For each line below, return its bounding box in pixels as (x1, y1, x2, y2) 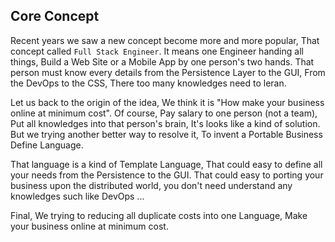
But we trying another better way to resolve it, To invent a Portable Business (10, 128, 323, 140)
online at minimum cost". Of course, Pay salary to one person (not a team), (10, 107, 318, 119)
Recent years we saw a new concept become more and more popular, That (10, 34, 320, 46)
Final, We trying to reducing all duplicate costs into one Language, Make (10, 209, 308, 221)
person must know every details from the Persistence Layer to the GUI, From (10, 66, 326, 78)
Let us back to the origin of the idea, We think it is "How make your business (10, 96, 325, 108)
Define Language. (10, 139, 84, 151)
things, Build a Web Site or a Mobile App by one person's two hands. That (10, 55, 315, 68)
